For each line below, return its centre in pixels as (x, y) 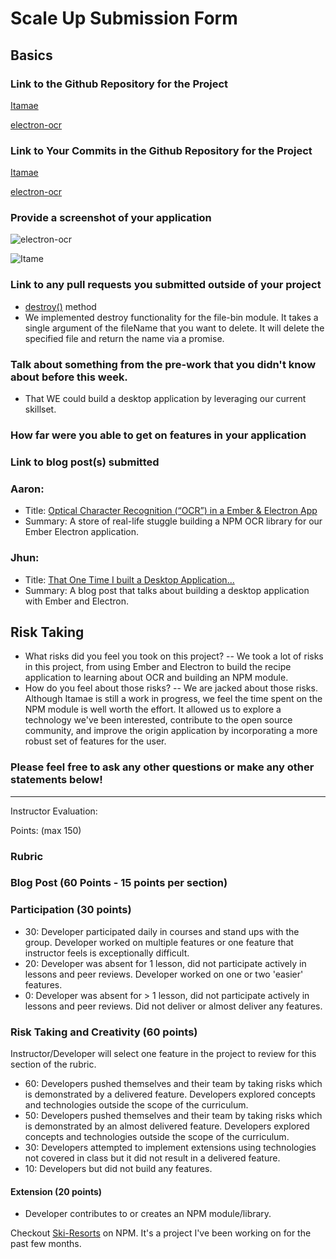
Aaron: (27, 489)
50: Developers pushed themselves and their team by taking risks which (173, 1116)
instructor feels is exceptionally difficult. (107, 953)
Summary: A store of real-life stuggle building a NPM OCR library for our (173, 521)
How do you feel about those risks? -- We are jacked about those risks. (171, 688)
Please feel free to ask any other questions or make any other (162, 767)
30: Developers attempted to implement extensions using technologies (170, 1148)
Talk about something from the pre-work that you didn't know (163, 364)
